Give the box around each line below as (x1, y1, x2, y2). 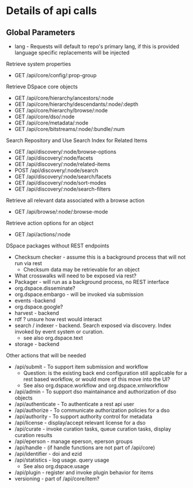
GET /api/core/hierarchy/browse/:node (14, 107, 108, 114)
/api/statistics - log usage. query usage (14, 456, 109, 463)
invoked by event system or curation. (14, 328, 104, 335)
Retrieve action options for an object (6, 219, 94, 226)
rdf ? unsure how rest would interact (14, 316, 102, 322)
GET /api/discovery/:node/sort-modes (14, 180, 106, 186)
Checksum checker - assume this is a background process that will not (14, 253, 186, 260)
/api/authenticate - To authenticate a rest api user (14, 401, 135, 407)
